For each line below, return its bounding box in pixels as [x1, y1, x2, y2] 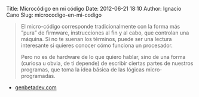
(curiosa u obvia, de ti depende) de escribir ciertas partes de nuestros [20, 60, 194, 67]
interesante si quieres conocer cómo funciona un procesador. [20, 42, 173, 49]
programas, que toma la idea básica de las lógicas [20, 66, 145, 73]
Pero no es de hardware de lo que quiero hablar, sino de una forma [20, 54, 186, 60]
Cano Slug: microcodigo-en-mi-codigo [6, 11, 102, 18]
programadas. [20, 73, 56, 79]
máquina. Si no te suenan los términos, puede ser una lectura [20, 36, 172, 42]
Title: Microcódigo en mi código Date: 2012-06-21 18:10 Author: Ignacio [6, 5, 182, 12]
